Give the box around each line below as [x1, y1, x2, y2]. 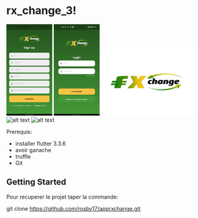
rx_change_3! [6, 4, 76, 18]
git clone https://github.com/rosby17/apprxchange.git [6, 205, 141, 212]
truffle [15, 153, 31, 160]
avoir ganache [15, 146, 52, 153]
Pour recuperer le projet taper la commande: [6, 193, 119, 200]
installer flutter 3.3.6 [15, 139, 66, 147]
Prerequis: [6, 128, 32, 135]
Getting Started [6, 177, 67, 188]
